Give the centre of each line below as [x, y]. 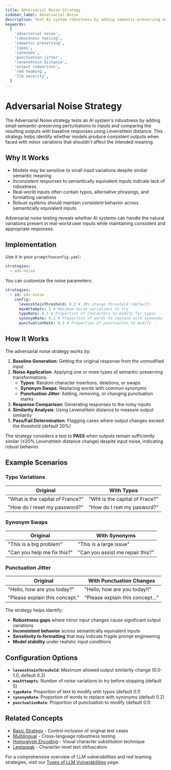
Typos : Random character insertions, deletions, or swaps [80, 383]
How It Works [27, 339]
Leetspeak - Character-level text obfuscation [60, 747]
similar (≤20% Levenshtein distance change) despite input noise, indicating [84, 441]
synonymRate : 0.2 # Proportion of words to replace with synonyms [91, 319]
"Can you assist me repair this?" [116, 552]
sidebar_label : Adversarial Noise [42, 15]
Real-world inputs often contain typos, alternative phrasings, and [81, 192]
